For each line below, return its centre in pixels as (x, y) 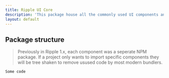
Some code (16, 72)
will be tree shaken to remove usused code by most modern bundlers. (90, 62)
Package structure (35, 40)
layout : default (22, 19)
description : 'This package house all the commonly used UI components (82, 15)
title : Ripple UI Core (29, 10)
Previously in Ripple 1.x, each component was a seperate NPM (82, 52)
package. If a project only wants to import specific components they (88, 57)
